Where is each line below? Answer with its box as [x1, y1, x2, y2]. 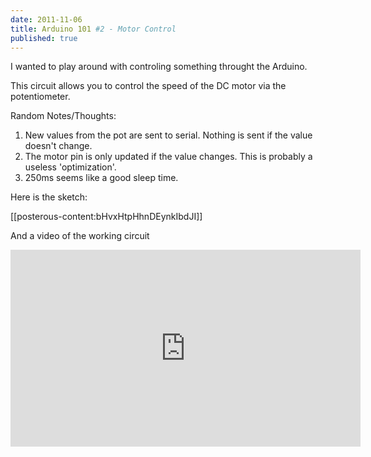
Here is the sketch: [10, 191, 88, 203]
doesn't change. [24, 140, 93, 152]
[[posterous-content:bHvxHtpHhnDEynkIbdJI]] [10, 211, 203, 223]
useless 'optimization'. [24, 161, 117, 173]
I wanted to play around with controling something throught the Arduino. [10, 61, 308, 73]
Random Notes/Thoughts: [10, 110, 117, 122]
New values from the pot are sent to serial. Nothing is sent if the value [24, 129, 313, 141]
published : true [10, 33, 78, 43]
